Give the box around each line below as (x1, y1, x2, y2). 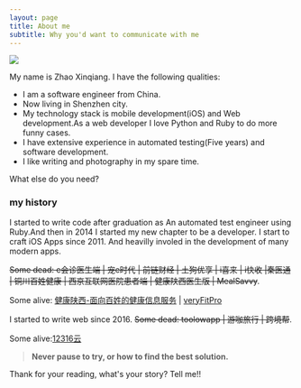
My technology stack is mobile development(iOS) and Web (22, 108, 241, 119)
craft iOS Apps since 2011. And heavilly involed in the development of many (9, 236, 289, 246)
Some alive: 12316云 (9, 333, 82, 344)
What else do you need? (9, 173, 99, 185)
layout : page (9, 13, 59, 23)
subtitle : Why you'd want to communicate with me (9, 30, 200, 39)
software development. (22, 146, 109, 158)
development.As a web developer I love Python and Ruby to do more (22, 118, 278, 129)
